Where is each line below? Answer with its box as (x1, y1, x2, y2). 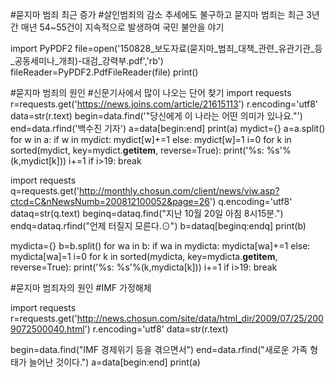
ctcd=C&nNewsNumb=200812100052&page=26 (10, 196, 210, 207)
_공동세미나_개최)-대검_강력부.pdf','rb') (10, 55, 164, 67)
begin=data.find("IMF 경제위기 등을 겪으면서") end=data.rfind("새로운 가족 (10, 344, 308, 355)
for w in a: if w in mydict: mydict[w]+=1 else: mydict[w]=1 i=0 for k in (10, 134, 292, 145)
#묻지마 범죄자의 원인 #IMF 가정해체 (10, 282, 152, 293)
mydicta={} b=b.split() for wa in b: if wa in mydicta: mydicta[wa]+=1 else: (10, 240, 311, 252)
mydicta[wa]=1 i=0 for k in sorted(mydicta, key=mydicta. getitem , (10, 251, 278, 262)
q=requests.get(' (10, 185, 80, 197)
